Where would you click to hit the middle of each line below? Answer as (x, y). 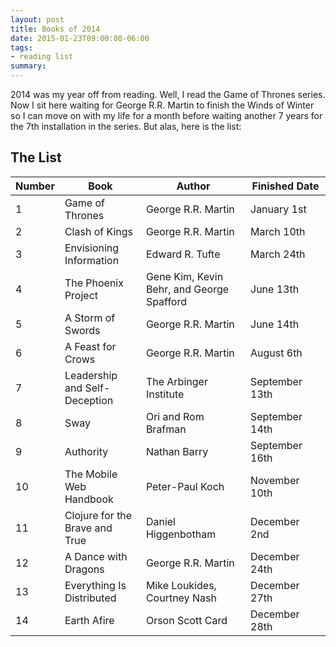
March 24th (278, 254)
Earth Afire (89, 620)
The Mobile (91, 474)
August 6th (276, 353)
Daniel (160, 521)
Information (92, 260)
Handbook (89, 499)
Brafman (166, 429)
